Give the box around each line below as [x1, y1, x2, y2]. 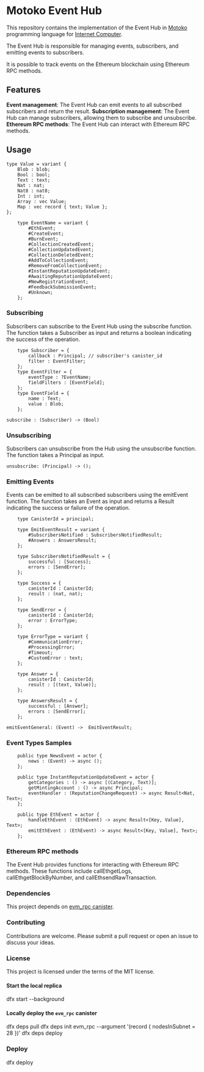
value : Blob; [28, 401, 64, 407]
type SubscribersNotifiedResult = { [17, 554, 111, 560]
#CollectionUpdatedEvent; [28, 246, 95, 252]
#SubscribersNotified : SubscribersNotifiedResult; [28, 532, 163, 538]
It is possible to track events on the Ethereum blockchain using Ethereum [6, 61, 190, 68]
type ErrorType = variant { [17, 634, 89, 640]
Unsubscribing [6, 431, 52, 439]
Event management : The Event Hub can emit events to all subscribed [6, 101, 182, 108]
